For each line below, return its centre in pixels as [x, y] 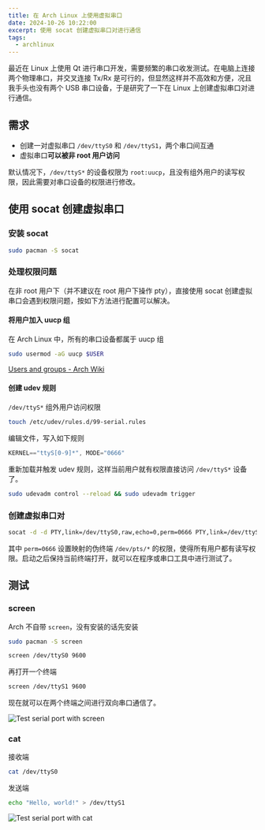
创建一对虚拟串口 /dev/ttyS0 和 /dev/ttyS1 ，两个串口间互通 [117, 145]
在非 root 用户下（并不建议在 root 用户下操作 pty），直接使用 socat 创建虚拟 [131, 290]
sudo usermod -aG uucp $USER [56, 354]
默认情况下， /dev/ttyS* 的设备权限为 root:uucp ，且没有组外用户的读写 [123, 172]
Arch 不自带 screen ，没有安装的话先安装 [73, 627]
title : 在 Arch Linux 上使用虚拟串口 [65, 15]
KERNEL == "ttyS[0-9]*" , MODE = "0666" [67, 453]
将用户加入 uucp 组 [39, 320]
